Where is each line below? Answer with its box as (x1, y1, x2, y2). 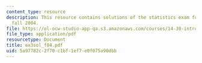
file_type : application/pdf (6, 31, 77, 37)
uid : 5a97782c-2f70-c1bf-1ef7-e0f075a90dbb (6, 48, 117, 54)
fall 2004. (11, 20, 39, 26)
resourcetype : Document (6, 37, 66, 43)
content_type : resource (6, 8, 66, 15)
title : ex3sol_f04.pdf (6, 43, 63, 49)
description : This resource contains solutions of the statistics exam (6, 14, 189, 20)
